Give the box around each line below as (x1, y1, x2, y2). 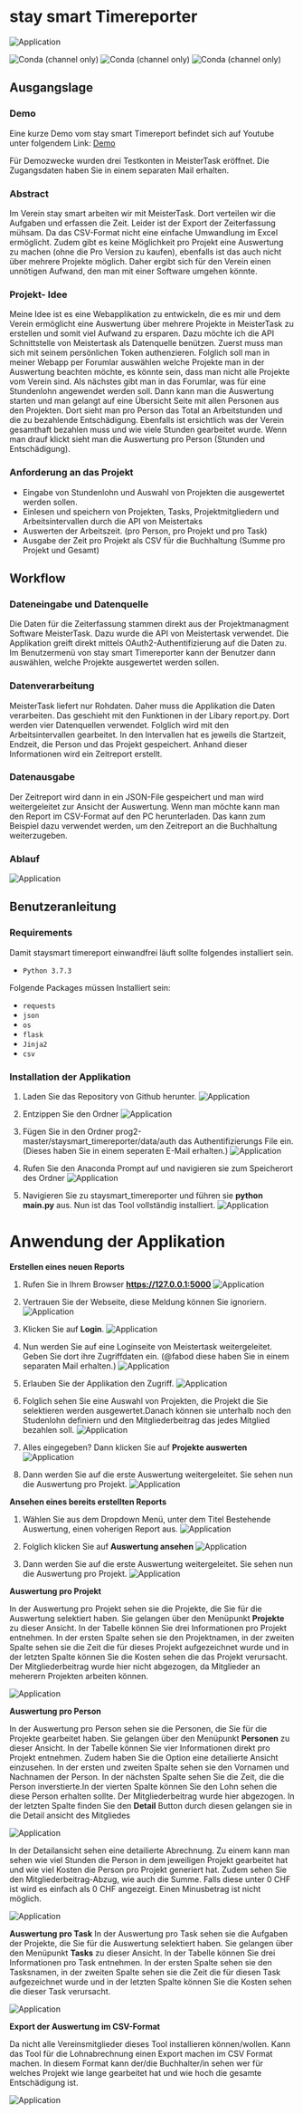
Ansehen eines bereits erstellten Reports (9, 1496, 167, 1507)
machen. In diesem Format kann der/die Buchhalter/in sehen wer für (9, 2058, 264, 2069)
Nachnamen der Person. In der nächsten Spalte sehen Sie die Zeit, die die (9, 1772, 285, 1782)
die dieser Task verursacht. (9, 1986, 111, 1997)
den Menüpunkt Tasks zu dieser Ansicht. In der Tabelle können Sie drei (9, 1947, 276, 1958)
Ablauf (9, 852, 41, 865)
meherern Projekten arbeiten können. (9, 1671, 149, 1682)
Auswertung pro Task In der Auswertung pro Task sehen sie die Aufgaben (9, 1928, 289, 1939)
